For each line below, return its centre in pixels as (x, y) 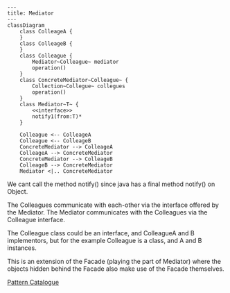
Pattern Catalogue (33, 282)
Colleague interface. (36, 220)
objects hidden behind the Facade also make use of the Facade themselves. (116, 269)
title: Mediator (30, 13)
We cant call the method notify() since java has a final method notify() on (111, 184)
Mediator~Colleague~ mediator (76, 62)
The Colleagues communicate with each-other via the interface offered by (113, 205)
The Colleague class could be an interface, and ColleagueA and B (101, 233)
